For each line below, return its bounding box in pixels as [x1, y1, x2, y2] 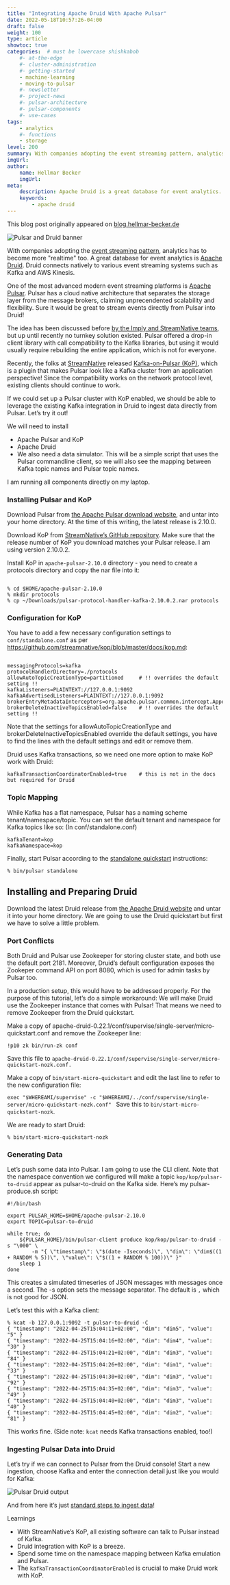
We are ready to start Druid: [7, 1120, 86, 1129]
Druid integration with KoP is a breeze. [16, 1543, 125, 1551]
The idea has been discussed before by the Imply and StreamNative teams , [7, 323, 220, 332]
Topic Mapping [7, 793, 58, 802]
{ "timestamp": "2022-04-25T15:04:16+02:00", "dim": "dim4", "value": [7, 1338, 213, 1344]
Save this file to [7, 1054, 51, 1062]
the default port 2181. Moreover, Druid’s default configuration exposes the [7, 959, 215, 967]
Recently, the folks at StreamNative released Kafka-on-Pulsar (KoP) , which [7, 359, 218, 367]
